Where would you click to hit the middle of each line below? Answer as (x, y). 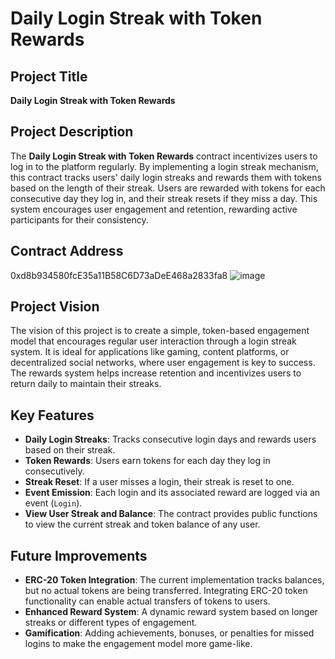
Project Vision (55, 307)
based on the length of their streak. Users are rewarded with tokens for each (168, 188)
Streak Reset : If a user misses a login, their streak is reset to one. (159, 482)
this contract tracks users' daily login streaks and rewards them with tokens (166, 177)
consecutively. (54, 471)
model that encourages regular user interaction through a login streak (153, 341)
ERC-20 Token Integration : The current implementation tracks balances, (174, 580)
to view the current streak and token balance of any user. (142, 524)
